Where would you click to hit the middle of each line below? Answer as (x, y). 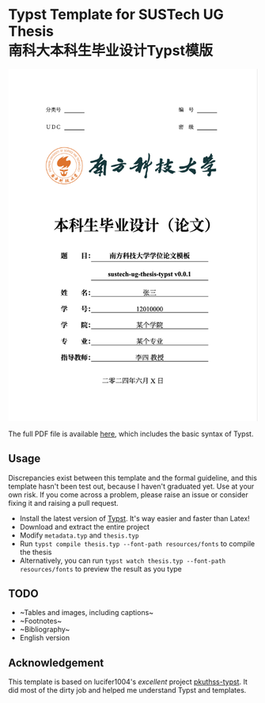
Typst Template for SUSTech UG (116, 15)
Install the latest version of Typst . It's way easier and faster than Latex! (135, 518)
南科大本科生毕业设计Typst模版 (111, 51)
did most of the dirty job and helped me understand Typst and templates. (127, 690)
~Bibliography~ (45, 629)
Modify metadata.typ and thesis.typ (79, 535)
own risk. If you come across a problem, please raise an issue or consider (128, 494)
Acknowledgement (56, 663)
